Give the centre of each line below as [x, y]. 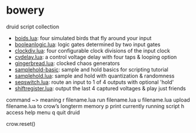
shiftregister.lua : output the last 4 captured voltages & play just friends [100, 88]
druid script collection [33, 27]
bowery [25, 10]
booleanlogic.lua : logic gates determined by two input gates [87, 44]
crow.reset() [21, 124]
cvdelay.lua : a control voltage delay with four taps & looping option [96, 57]
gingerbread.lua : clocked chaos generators [67, 63]
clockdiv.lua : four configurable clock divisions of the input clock [92, 50]
